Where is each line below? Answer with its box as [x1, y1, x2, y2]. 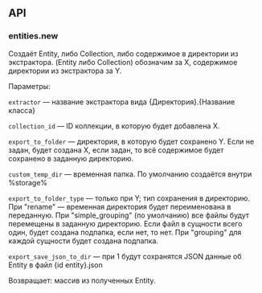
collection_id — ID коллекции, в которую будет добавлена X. [8, 120, 220, 131]
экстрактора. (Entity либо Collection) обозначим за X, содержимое [8, 57, 238, 67]
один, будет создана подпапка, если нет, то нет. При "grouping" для [8, 227, 242, 237]
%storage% [8, 177, 48, 187]
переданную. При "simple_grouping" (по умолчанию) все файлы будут [8, 210, 250, 220]
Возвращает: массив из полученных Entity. [8, 275, 156, 285]
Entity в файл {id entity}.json [8, 260, 103, 270]
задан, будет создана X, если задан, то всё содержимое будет [8, 144, 224, 155]
